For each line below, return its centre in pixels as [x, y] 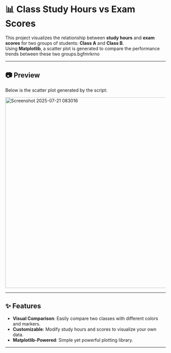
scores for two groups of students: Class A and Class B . [65, 43]
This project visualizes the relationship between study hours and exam [80, 38]
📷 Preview [23, 76]
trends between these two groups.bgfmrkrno [53, 54]
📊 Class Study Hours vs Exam [70, 9]
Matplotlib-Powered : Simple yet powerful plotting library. [73, 340]
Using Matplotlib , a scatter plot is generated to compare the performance [83, 48]
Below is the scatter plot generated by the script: [56, 90]
